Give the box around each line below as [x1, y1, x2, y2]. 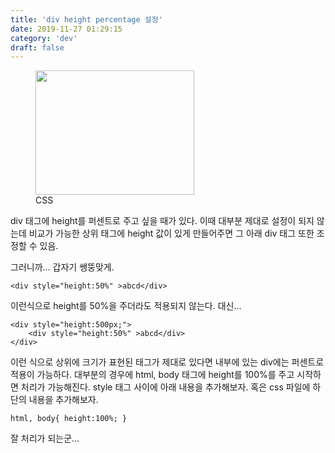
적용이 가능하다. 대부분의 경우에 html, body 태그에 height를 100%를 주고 [10, 369, 295, 381]
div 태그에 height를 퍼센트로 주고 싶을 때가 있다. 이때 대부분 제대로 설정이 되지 [10, 215, 315, 227]
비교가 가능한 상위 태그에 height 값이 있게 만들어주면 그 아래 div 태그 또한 [28, 227, 315, 240]
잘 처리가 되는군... [10, 432, 80, 445]
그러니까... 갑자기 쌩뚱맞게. [10, 261, 115, 273]
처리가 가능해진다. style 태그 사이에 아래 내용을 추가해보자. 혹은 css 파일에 [20, 381, 311, 393]
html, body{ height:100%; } [10, 414, 128, 424]
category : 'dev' [10, 33, 78, 43]
